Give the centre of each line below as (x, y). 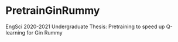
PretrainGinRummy (53, 11)
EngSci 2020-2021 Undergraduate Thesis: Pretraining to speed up (85, 26)
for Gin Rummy (44, 32)
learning (16, 32)
